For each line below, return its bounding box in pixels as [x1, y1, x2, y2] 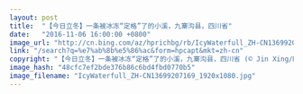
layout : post [9, 13, 59, 22]
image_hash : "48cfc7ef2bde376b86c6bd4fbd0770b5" [9, 64, 196, 73]
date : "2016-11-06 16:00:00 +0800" [9, 30, 151, 38]
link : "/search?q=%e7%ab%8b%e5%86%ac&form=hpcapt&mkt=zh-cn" [9, 47, 244, 56]
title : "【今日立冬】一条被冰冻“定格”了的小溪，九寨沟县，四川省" [9, 21, 233, 30]
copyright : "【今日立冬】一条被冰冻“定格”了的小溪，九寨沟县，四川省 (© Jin [9, 55, 269, 64]
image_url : [9, 38, 50, 47]
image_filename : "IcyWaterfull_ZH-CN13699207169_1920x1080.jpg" [9, 72, 256, 81]
